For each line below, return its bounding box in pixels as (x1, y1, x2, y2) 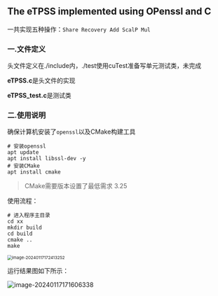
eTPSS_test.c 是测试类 (7, 91, 71, 100)
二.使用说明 (7, 111, 46, 120)
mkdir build (7, 224, 42, 232)
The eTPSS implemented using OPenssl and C (7, 6, 212, 17)
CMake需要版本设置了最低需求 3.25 (24, 182, 128, 190)
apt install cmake (7, 169, 61, 176)
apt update (7, 149, 39, 156)
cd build (7, 230, 33, 237)
